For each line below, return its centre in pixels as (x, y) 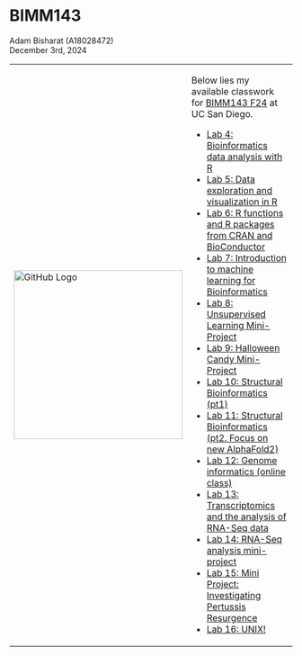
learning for (231, 280)
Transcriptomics (241, 505)
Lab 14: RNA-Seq (244, 539)
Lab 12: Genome (242, 460)
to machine (230, 269)
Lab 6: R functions (245, 212)
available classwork (233, 91)
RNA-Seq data (238, 527)
